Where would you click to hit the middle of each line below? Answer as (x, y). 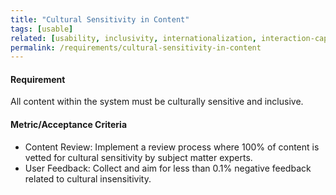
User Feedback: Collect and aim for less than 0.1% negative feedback (168, 168)
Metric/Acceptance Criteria (69, 125)
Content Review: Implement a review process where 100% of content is (172, 147)
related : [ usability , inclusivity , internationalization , (133, 38)
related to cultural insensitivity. (88, 178)
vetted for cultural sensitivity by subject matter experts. (138, 157)
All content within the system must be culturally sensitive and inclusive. (157, 102)
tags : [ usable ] (42, 29)
